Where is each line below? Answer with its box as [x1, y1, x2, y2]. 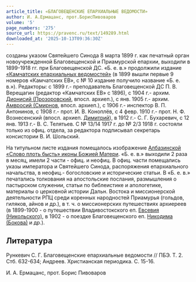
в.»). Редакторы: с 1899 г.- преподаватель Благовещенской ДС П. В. [6, 83, 177, 90]
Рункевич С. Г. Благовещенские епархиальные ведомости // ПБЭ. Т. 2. [6, 252, 183, 259]
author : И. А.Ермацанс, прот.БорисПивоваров [6, 14, 116, 20]
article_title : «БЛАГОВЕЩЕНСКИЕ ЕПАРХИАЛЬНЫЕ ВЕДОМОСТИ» [6, 8, 148, 15]
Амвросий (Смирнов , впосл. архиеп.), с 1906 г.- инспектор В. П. [6, 102, 167, 108]
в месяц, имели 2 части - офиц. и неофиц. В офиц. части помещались [6, 157, 181, 164]
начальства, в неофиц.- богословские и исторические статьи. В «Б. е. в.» [6, 169, 191, 176]
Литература [6, 236, 53, 246]
